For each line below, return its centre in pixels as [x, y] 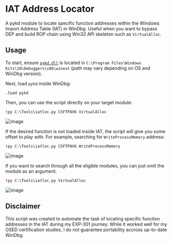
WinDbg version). [24, 73]
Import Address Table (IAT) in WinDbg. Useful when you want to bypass [81, 28]
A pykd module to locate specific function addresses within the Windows [82, 23]
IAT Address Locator [50, 9]
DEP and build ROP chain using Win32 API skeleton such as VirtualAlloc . [83, 34]
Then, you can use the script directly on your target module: [69, 102]
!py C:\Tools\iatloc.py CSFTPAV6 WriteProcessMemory [63, 146]
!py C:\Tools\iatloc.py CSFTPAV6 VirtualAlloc [56, 112]
